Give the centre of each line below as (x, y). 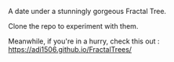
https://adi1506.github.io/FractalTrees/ (70, 49)
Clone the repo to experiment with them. (73, 26)
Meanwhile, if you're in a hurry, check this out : (84, 41)
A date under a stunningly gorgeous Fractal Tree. (87, 11)
